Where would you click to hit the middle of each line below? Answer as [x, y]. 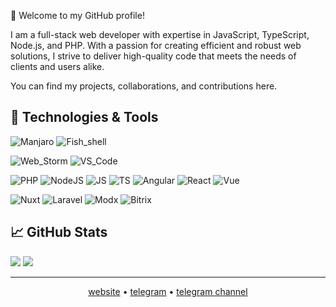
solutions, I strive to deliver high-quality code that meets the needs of [153, 56]
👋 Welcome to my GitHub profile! [77, 15]
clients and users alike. [57, 66]
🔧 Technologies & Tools [84, 117]
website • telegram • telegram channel [168, 291]
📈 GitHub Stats [59, 232]
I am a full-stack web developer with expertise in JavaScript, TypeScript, [160, 34]
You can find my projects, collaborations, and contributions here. [144, 86]
